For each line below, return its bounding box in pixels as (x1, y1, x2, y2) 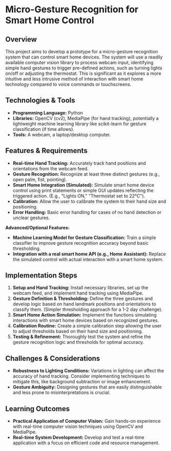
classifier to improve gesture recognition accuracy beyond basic (12, 240, 148, 246)
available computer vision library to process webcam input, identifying (5, 60, 154, 65)
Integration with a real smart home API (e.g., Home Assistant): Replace (12, 250, 166, 257)
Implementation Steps (5, 271, 78, 280)
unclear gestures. (12, 214, 50, 221)
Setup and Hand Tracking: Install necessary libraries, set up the (12, 285, 148, 291)
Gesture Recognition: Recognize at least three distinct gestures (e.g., (12, 171, 160, 177)
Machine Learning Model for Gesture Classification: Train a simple (12, 234, 156, 241)
